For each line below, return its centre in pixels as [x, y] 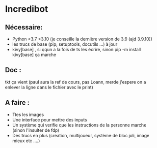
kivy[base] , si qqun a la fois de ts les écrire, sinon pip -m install [77, 49]
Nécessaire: [24, 27]
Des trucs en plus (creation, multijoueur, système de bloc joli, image [81, 135]
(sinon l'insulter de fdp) [36, 130]
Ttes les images [28, 115]
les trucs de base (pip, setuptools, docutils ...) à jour [65, 44]
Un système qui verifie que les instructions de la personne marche [79, 125]
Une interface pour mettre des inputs [50, 119]
